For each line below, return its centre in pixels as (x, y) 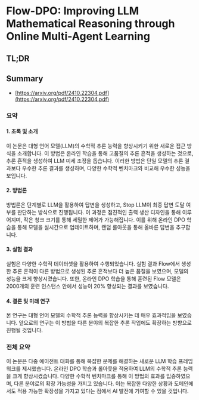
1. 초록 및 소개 (22, 131)
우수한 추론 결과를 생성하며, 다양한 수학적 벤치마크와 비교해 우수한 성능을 (106, 168)
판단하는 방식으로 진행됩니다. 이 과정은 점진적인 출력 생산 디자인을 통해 (99, 212)
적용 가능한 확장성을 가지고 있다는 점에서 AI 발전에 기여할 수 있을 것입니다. (103, 391)
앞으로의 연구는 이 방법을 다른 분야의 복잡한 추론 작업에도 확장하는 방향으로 (105, 323)
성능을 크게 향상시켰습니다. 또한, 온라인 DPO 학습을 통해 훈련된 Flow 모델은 (94, 278)
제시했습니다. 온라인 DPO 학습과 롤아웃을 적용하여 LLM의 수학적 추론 (102, 369)
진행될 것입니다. (25, 330)
